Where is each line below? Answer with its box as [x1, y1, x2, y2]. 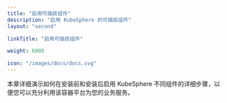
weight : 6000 [7, 47, 45, 55]
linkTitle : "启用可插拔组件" [7, 35, 84, 42]
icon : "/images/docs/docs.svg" [7, 60, 97, 67]
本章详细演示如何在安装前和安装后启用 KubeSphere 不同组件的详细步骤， [7, 80, 215, 88]
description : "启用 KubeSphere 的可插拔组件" [7, 16, 132, 23]
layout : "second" [7, 23, 57, 30]
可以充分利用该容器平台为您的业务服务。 [19, 89, 134, 96]
